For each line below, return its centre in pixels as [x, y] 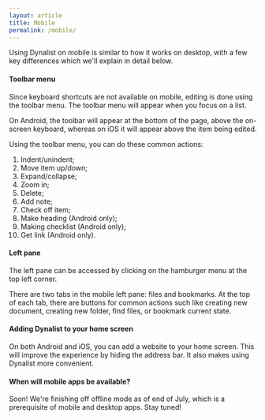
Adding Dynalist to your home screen [71, 329]
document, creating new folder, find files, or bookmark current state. [120, 311]
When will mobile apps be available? [70, 381]
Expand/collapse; [49, 176]
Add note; [37, 201]
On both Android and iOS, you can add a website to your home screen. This [132, 346]
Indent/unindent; [47, 159]
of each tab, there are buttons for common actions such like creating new [128, 302]
